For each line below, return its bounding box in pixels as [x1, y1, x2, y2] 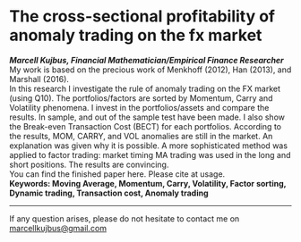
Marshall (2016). [9, 73, 70, 84]
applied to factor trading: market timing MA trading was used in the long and [9, 149, 291, 160]
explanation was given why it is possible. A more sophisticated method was [9, 140, 288, 151]
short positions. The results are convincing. [9, 159, 169, 170]
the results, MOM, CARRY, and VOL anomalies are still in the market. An [9, 130, 273, 141]
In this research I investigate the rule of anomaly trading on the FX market [9, 83, 280, 94]
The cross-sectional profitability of [9, 6, 276, 27]
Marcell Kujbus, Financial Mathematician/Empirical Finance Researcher [9, 54, 284, 65]
